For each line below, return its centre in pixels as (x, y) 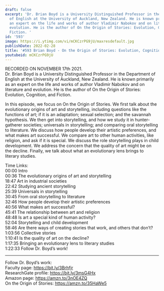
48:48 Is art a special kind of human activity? (51, 217)
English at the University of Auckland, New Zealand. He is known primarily (80, 79)
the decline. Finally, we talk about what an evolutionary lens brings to (74, 151)
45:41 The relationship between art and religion (52, 212)
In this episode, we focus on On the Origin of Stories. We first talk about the (81, 104)
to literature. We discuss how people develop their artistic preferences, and (81, 130)
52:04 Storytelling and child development (47, 223)
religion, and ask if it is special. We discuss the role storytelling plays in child (82, 141)
